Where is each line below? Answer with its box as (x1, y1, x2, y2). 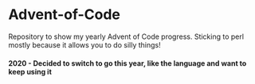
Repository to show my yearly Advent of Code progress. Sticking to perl (8, 32, 245, 41)
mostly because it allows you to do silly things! (8, 40, 161, 49)
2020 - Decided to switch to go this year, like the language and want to (8, 58, 247, 68)
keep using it (8, 67, 52, 76)
